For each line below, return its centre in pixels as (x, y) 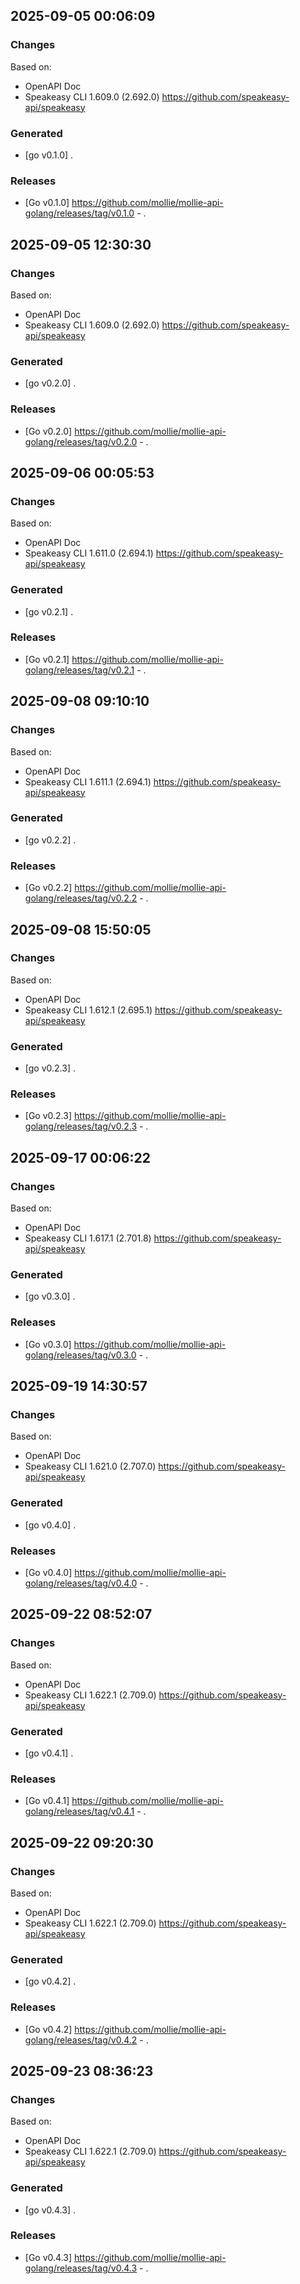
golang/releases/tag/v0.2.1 (79, 670)
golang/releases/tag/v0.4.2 (81, 2040)
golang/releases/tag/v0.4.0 (81, 1583)
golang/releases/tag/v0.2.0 (81, 441)
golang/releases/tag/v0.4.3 (81, 2268)
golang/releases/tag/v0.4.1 (79, 1811)
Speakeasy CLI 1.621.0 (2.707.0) (90, 1466)
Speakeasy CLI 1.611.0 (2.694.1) (89, 553)
